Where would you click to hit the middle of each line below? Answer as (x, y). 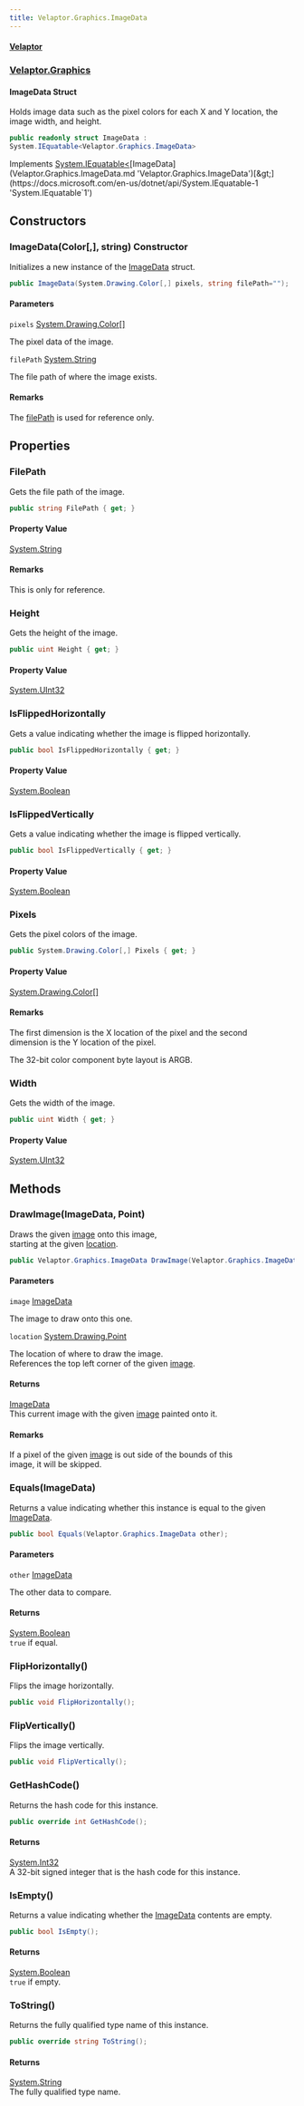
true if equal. (34, 1642)
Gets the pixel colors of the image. (73, 934)
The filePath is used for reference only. (82, 418)
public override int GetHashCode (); (78, 1821)
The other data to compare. (61, 1592)
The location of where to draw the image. (86, 1353)
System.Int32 (34, 1862)
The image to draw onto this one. (71, 1319)
